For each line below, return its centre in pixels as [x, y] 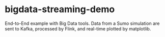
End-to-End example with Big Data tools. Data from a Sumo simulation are [82, 23]
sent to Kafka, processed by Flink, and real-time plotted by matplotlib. [78, 28]
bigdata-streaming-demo [60, 9]
